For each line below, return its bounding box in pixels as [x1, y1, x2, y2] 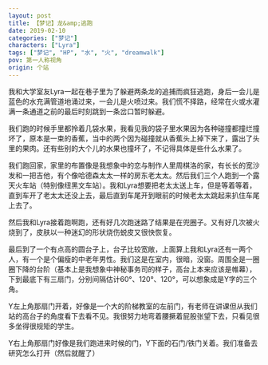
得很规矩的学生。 [22, 321, 78, 331]
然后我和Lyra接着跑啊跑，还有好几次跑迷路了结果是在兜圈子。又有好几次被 [8, 217, 253, 227]
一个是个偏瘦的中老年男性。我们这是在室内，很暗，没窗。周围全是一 [29, 254, 253, 264]
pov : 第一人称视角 [8, 57, 62, 65]
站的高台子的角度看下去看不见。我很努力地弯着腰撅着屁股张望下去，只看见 [8, 311, 253, 320]
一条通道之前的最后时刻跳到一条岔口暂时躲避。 [14, 106, 169, 116]
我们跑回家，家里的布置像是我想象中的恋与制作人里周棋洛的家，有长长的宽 [8, 161, 253, 170]
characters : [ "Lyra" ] [8, 42, 81, 50]
